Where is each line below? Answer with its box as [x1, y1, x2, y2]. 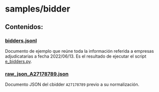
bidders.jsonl [5, 37, 37, 44]
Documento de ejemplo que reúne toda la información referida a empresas [5, 48, 154, 54]
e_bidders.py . [5, 58, 32, 64]
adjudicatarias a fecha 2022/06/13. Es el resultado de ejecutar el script [5, 53, 146, 59]
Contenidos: [5, 23, 44, 31]
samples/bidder [5, 3, 70, 15]
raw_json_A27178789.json [5, 70, 69, 77]
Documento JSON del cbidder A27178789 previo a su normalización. [5, 81, 140, 88]
